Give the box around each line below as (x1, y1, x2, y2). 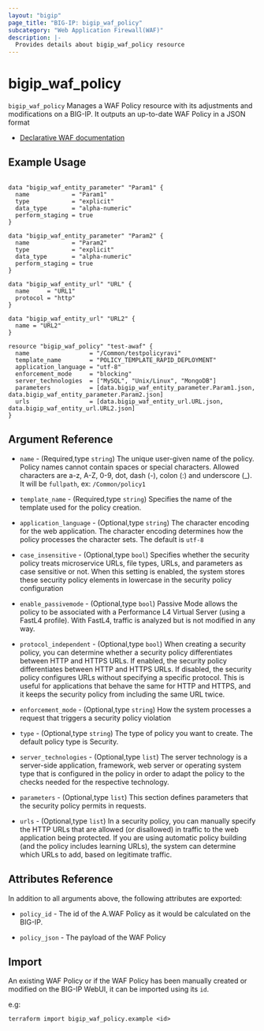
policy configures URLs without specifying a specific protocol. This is (19, 672, 245, 682)
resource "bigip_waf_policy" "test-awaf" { (8, 342, 154, 350)
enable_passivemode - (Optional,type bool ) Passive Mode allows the (19, 599, 238, 608)
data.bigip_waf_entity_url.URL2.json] (8, 404, 136, 413)
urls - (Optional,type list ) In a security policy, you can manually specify (19, 816, 256, 825)
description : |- (8, 33, 61, 42)
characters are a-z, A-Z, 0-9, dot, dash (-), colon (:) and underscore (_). (19, 470, 252, 480)
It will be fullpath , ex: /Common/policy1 (19, 479, 146, 488)
